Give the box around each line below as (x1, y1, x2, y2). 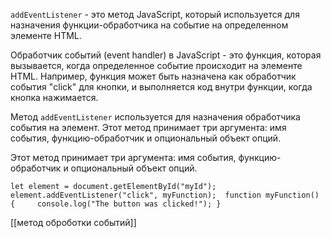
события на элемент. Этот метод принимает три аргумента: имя (10, 122, 287, 133)
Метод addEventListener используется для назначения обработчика (10, 111, 301, 123)
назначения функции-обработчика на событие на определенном (10, 19, 289, 31)
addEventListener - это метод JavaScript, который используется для (10, 9, 300, 20)
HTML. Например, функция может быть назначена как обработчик (10, 70, 297, 82)
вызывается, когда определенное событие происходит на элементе (10, 60, 303, 71)
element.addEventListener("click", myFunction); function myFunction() (10, 190, 320, 200)
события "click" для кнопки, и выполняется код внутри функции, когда (10, 81, 313, 93)
